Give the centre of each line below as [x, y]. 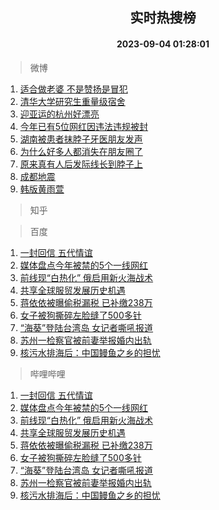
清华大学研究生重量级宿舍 [72, 101]
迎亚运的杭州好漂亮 [59, 114]
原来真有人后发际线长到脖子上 [81, 164]
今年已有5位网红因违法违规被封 [84, 126]
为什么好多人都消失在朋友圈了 [81, 151]
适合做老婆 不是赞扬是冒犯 [73, 89]
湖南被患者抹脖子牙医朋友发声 [81, 139]
